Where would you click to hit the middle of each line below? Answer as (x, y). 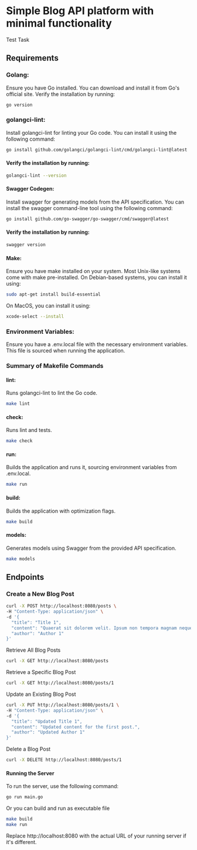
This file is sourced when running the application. (66, 351)
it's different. (21, 842)
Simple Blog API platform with (80, 11)
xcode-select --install (35, 316)
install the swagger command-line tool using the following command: (89, 208)
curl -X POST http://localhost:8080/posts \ (61, 606)
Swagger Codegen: (30, 189)
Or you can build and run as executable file (58, 808)
